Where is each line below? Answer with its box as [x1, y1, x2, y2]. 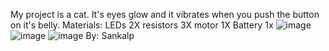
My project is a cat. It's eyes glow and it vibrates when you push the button [10, 9, 320, 20]
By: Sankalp [85, 30, 135, 41]
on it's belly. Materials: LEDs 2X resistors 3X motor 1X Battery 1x [10, 19, 274, 31]
